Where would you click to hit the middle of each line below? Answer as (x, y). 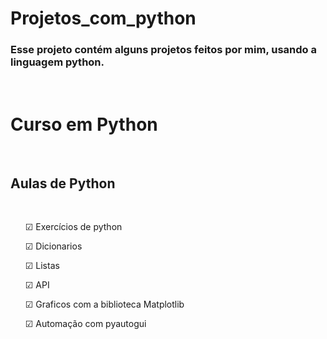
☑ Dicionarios (53, 246)
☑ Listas (42, 266)
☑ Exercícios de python (73, 227)
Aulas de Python (63, 183)
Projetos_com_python (103, 18)
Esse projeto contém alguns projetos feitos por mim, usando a (163, 50)
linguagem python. (57, 62)
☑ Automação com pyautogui (85, 324)
